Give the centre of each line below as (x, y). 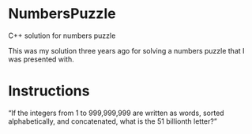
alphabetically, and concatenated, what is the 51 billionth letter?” (113, 121)
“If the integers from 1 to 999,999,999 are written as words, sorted (116, 113)
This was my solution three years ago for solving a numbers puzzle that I (126, 50)
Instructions (49, 91)
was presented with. (41, 59)
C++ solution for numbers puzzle (62, 35)
